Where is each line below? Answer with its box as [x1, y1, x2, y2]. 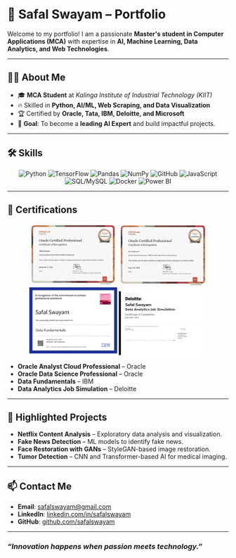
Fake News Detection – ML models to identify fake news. [17, 438, 184, 446]
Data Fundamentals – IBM [17, 376, 94, 386]
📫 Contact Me [7, 480, 72, 492]
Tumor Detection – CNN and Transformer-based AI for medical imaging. [17, 452, 227, 461]
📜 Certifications [7, 203, 78, 215]
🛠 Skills [7, 147, 44, 159]
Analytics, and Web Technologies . [7, 44, 110, 53]
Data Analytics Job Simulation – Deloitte [17, 384, 137, 393]
